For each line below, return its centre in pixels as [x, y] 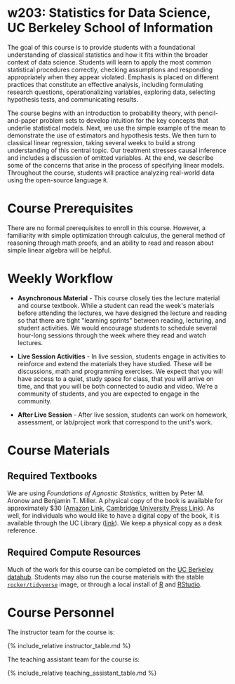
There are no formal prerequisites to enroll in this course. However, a [106, 228]
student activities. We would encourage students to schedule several [117, 328]
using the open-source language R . [58, 180]
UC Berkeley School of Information [110, 28]
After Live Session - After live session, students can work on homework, [122, 415]
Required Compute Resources [74, 552]
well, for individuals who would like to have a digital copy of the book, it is [113, 515]
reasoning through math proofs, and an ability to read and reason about [110, 243]
